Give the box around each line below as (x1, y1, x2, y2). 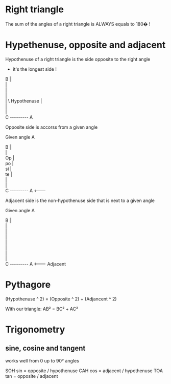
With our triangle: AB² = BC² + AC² (5, 306, 78, 312)
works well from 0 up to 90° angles (5, 357, 79, 363)
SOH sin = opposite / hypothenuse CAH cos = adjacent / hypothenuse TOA (5, 368, 163, 374)
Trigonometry (5, 324, 65, 335)
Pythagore (5, 279, 51, 291)
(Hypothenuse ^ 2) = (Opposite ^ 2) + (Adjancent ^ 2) (5, 296, 117, 302)
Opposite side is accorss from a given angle (5, 124, 98, 130)
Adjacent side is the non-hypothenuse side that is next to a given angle (5, 197, 155, 204)
